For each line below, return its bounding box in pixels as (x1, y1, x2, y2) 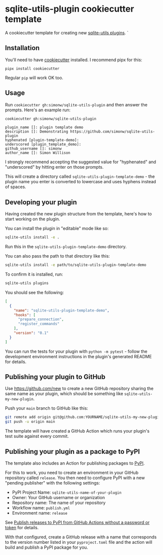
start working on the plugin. (5, 216, 60, 222)
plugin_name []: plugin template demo (5, 125, 83, 130)
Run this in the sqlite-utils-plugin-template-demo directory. (5, 244, 127, 250)
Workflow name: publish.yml (12, 505, 70, 511)
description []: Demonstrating (5, 129, 68, 134)
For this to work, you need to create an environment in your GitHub (5, 470, 139, 475)
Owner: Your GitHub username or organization (12, 495, 105, 500)
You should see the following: (5, 289, 64, 295)
